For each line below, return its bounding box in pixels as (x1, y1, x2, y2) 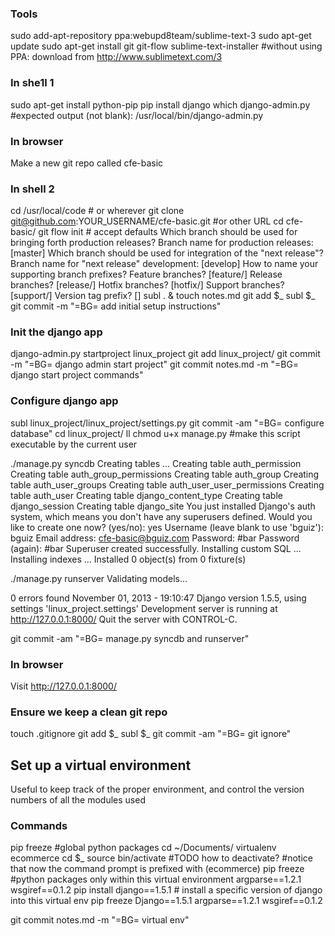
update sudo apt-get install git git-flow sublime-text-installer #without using (10, 40, 323, 52)
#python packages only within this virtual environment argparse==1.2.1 (10, 873, 302, 886)
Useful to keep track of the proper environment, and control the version (10, 783, 305, 796)
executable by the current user (10, 438, 138, 450)
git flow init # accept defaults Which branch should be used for (38, 226, 298, 238)
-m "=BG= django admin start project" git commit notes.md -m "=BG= (10, 358, 300, 371)
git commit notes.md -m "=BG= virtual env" (10, 914, 190, 926)
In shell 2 (10, 182, 55, 196)
